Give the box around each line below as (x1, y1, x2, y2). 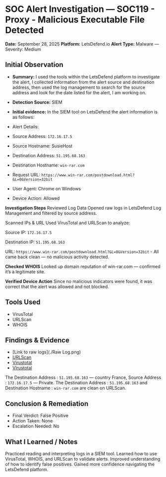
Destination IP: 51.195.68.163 (5, 239, 65, 245)
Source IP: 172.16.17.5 (5, 229, 52, 235)
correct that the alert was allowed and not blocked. (5, 284, 109, 290)
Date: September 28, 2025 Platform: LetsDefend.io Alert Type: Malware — (5, 41, 160, 47)
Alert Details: (12, 123, 39, 129)
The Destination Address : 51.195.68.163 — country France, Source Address (5, 374, 162, 380)
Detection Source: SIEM (12, 99, 63, 105)
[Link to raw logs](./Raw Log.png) (12, 349, 81, 355)
